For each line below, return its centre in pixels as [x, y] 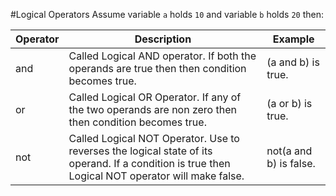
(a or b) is [289, 103]
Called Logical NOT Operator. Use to [154, 138]
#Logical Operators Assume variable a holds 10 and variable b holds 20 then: [167, 14]
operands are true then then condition [157, 68]
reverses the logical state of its [140, 151]
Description [163, 39]
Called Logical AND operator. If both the [162, 56]
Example [293, 39]
